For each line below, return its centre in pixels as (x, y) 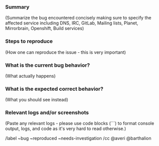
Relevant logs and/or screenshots (47, 113)
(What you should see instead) (37, 100)
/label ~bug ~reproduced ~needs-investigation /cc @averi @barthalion (78, 139)
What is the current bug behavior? (47, 65)
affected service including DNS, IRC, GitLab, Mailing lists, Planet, (72, 23)
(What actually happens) (30, 76)
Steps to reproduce (29, 41)
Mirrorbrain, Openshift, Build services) (44, 28)
